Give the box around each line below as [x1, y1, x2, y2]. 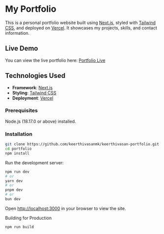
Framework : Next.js [12, 84, 53, 90]
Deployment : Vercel [12, 95, 54, 101]
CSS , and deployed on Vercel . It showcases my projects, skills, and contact [5, 25, 157, 30]
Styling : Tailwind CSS [12, 90, 56, 96]
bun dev [5, 197, 21, 202]
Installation [5, 130, 33, 137]
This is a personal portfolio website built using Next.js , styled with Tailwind [5, 20, 156, 26]
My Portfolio [5, 3, 56, 15]
